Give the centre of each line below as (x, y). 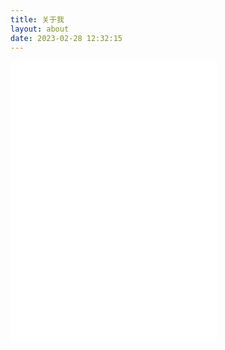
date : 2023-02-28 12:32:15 (66, 38)
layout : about (40, 29)
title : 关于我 (37, 19)
